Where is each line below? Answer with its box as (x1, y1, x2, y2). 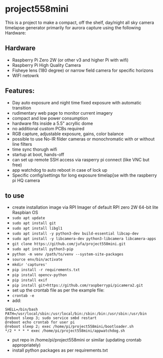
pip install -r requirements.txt (12, 267, 80, 273)
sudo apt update (12, 216, 45, 220)
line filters (12, 141, 33, 147)
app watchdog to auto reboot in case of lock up (12, 167, 108, 173)
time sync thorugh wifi (12, 146, 57, 152)
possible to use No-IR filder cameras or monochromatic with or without (12, 136, 155, 142)
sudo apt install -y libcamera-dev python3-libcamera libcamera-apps (12, 237, 157, 241)
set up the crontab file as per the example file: (12, 287, 105, 293)
